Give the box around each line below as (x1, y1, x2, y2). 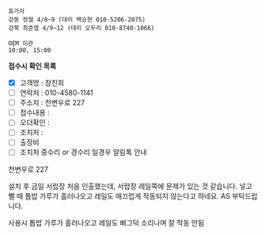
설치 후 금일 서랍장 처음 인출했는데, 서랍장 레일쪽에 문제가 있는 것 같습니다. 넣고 (8, 181, 253, 191)
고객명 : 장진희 (19, 78, 65, 87)
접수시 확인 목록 (8, 62, 57, 70)
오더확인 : (19, 118, 50, 127)
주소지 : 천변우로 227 (19, 98, 85, 108)
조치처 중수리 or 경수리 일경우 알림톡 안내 (19, 147, 148, 157)
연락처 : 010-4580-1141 (19, 88, 93, 97)
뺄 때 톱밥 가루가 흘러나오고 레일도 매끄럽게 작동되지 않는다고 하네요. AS (8, 191, 231, 200)
